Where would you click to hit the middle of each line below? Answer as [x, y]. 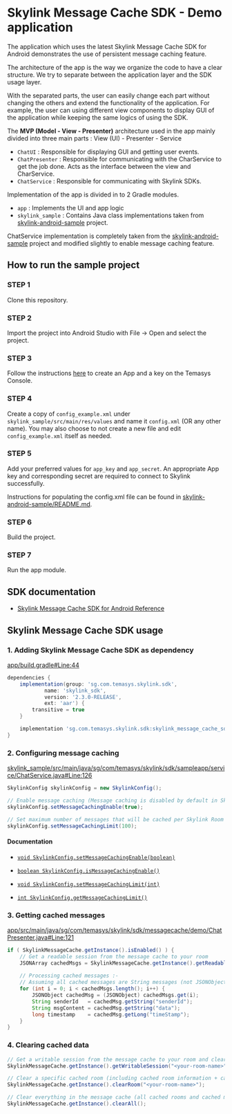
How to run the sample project [74, 265]
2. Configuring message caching [63, 753]
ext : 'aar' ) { [64, 704]
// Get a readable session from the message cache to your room [114, 956]
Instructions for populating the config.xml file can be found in [94, 497]
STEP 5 [20, 453]
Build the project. [31, 537]
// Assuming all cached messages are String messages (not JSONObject [123, 983]
